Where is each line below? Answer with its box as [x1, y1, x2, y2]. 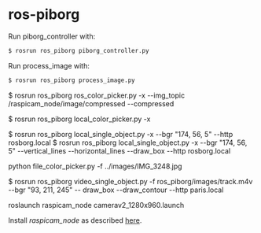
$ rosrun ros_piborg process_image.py [8, 76, 135, 84]
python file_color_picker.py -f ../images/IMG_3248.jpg [8, 161, 182, 171]
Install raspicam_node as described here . [8, 215, 142, 225]
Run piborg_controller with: [8, 31, 96, 41]
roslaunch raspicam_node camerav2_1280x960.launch [8, 200, 185, 209]
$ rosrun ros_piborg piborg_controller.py [8, 46, 149, 54]
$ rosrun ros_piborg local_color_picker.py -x [8, 114, 151, 124]
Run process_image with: [8, 61, 90, 70]
